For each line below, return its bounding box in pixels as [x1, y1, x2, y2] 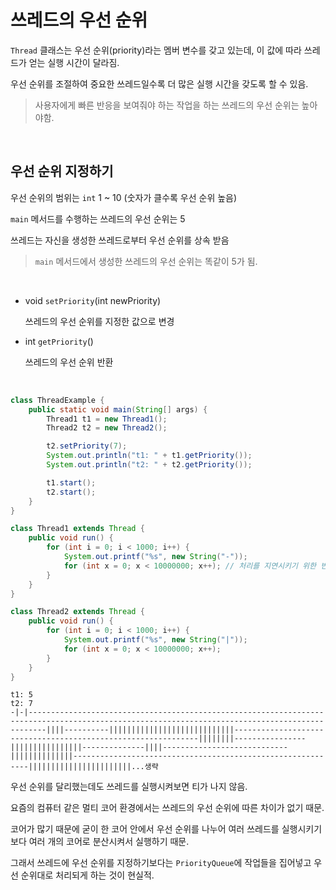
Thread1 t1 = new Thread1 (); [46, 414, 168, 424]
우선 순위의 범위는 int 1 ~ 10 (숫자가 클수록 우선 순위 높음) [10, 191, 238, 203]
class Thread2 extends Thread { [10, 607, 145, 617]
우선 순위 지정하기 [10, 163, 114, 180]
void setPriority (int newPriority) [24, 294, 162, 306]
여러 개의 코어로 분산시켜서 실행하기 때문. [28, 836, 190, 848]
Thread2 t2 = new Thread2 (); [46, 423, 168, 433]
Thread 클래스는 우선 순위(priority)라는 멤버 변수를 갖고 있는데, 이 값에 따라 [10, 44, 302, 56]
